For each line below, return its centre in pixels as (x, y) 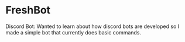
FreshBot (28, 10)
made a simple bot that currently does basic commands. (73, 32)
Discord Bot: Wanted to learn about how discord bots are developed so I (92, 26)
